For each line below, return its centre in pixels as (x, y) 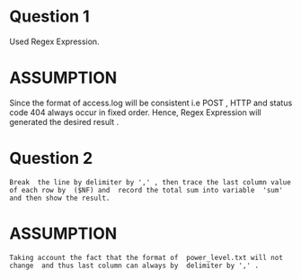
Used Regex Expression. (55, 41)
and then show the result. (60, 198)
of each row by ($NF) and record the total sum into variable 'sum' (146, 190)
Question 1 (49, 17)
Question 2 (51, 158)
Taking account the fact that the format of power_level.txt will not (146, 257)
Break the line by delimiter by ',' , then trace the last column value (150, 182)
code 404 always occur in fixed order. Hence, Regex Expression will (136, 112)
